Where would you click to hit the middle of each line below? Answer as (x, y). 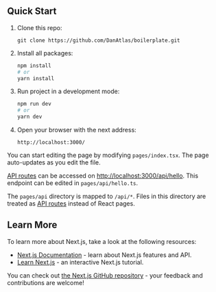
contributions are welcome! (46, 282)
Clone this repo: (39, 27)
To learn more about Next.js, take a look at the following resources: (102, 241)
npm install (34, 65)
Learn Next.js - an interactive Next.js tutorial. (80, 262)
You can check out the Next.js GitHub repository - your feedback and (105, 275)
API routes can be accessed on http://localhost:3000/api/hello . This (103, 176)
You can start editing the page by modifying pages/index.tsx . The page (108, 155)
